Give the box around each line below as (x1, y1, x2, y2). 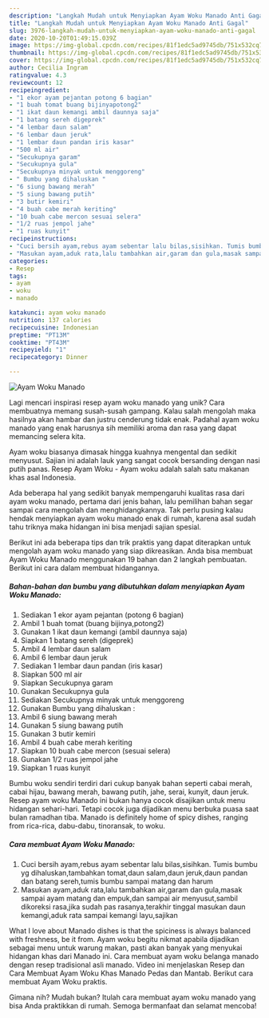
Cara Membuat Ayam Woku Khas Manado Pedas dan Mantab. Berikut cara (9, 968, 254, 978)
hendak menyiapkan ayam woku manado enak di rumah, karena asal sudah (9, 513, 256, 523)
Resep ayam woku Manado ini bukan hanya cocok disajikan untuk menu (9, 795, 246, 804)
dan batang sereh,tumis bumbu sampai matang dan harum (20, 876, 214, 886)
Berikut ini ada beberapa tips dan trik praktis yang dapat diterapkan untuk (9, 537, 251, 547)
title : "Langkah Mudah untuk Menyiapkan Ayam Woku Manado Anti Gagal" (9, 19, 249, 27)
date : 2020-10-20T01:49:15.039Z (9, 34, 117, 42)
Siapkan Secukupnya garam (20, 677, 113, 688)
